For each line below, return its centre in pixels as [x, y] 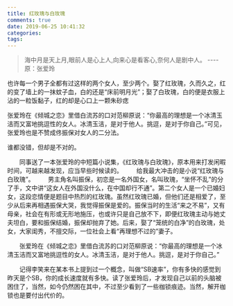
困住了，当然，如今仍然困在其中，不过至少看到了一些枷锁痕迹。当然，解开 [113, 287]
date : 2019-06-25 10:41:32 [46, 26]
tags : [15, 39]
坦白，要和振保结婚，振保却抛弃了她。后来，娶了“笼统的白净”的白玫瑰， [116, 223]
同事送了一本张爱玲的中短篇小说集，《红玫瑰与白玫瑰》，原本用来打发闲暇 [123, 162]
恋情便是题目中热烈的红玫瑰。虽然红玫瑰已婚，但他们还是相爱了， [125, 197]
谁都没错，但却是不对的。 [44, 147]
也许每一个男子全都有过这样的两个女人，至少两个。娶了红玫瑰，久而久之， [113, 83]
